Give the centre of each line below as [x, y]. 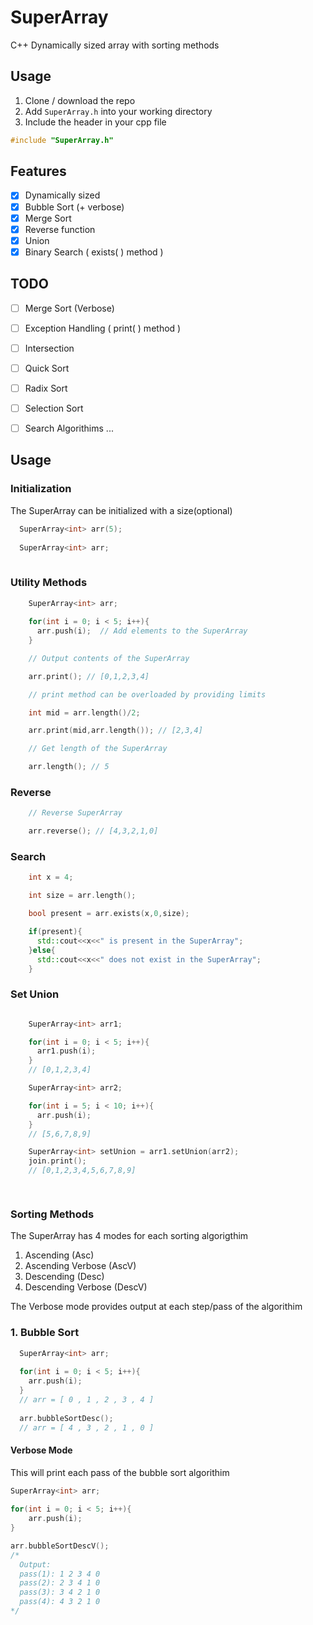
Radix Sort [46, 388]
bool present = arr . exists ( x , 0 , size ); [109, 914]
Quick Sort [47, 368]
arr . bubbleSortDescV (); [60, 1546]
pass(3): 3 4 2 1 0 [60, 1592]
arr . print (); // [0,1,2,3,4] [89, 676]
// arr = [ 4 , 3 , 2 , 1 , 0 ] [87, 1427]
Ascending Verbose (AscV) [80, 1266]
